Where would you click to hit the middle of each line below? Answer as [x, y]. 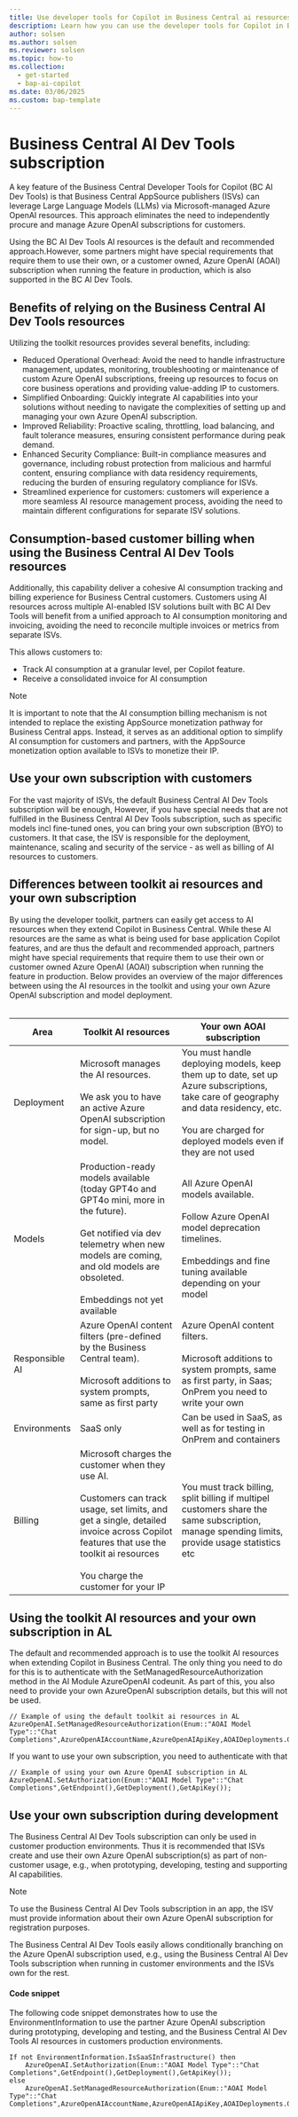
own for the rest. [39, 1973]
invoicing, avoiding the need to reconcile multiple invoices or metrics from [144, 625]
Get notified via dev [120, 1233]
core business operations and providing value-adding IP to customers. [150, 388]
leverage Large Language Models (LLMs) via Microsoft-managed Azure [140, 206]
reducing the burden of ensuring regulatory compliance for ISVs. [140, 482]
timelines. [201, 1238]
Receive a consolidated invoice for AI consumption [115, 678]
